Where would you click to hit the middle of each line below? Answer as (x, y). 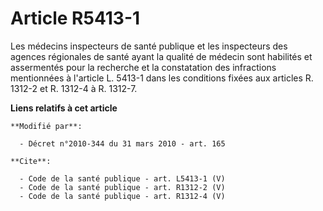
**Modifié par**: (46, 126)
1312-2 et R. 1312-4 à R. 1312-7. (74, 88)
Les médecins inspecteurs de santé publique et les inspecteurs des (149, 46)
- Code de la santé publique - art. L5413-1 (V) (122, 178)
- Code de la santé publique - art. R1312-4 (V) (122, 196)
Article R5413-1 (75, 18)
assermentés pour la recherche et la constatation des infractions (143, 67)
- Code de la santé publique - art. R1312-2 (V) (122, 187)
